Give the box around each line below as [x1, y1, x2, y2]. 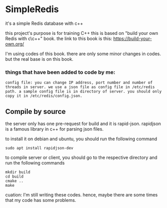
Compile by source [5, 107, 66, 116]
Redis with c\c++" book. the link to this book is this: [5, 35, 112, 41]
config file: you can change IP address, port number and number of [5, 80, 153, 86]
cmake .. [5, 179, 24, 184]
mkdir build [5, 170, 30, 175]
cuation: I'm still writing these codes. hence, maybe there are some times [5, 192, 158, 198]
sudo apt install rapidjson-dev [5, 146, 73, 151]
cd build [5, 174, 24, 179]
